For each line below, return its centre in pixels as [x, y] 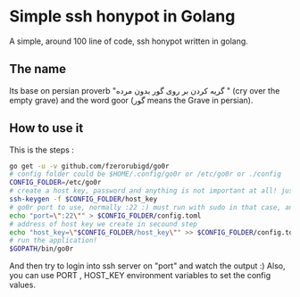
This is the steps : [42, 150]
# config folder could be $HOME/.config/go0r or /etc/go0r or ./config [145, 174]
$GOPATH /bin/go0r [42, 249]
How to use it [46, 128]
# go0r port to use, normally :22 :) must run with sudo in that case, [145, 207]
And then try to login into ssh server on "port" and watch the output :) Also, [147, 266]
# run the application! [54, 241]
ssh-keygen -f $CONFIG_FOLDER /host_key [83, 199]
